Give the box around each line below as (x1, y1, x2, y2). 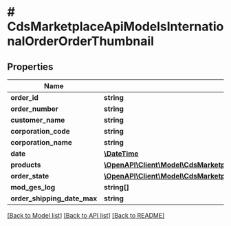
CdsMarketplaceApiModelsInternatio (7, 19, 224, 34)
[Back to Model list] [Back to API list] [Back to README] (7, 212, 165, 219)
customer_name (10, 115, 65, 125)
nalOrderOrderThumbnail (7, 34, 155, 49)
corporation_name (10, 138, 72, 147)
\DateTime (104, 149, 139, 158)
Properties (7, 61, 54, 72)
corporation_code (10, 127, 70, 136)
